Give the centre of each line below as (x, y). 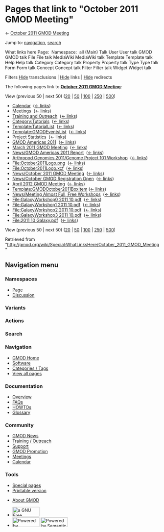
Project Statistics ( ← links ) (39, 137)
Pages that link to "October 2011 (72, 9)
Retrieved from (20, 239)
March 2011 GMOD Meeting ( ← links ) (50, 147)
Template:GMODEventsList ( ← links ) (49, 131)
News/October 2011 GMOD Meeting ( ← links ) (58, 173)
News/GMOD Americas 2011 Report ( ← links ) (58, 152)
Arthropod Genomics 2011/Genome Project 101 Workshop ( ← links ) (80, 157)
